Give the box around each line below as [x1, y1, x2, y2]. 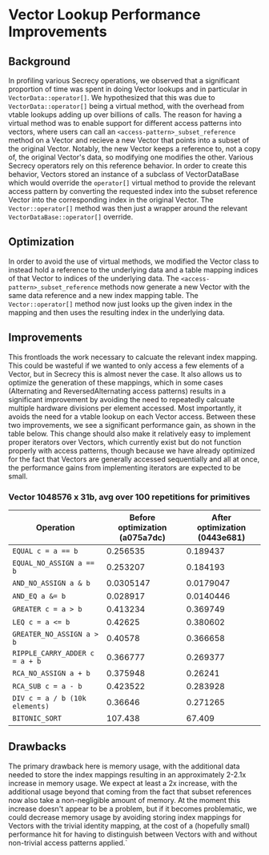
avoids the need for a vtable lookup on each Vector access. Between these [8, 411, 256, 421]
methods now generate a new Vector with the [99, 282, 251, 292]
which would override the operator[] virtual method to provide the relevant [8, 178, 256, 188]
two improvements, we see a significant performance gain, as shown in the [8, 420, 256, 430]
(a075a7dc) [118, 531, 166, 542]
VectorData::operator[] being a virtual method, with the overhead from [8, 102, 244, 111]
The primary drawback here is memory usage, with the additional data [8, 761, 240, 771]
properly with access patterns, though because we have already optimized [8, 446, 255, 455]
